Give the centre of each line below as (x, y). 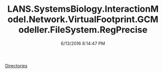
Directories (16, 66)
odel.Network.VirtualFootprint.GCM (83, 19)
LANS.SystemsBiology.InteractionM (83, 9)
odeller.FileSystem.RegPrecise (83, 30)
